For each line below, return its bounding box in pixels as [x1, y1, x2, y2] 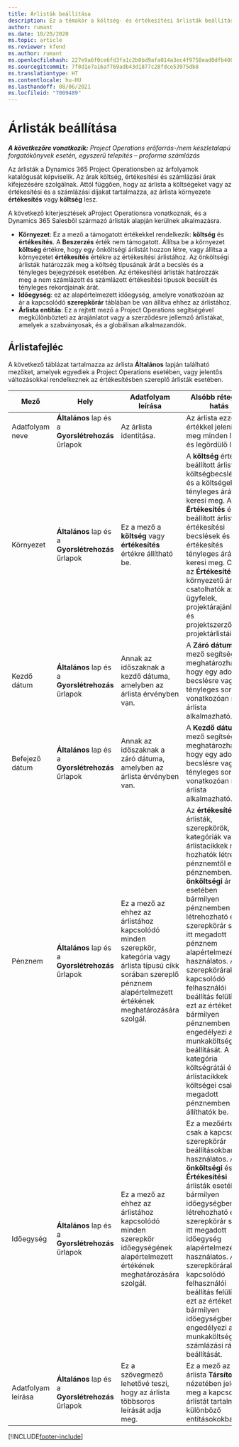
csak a [186, 1127, 209, 1137]
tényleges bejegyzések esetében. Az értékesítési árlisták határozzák [18, 268, 219, 277]
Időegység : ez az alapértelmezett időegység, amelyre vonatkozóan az [18, 290, 225, 299]
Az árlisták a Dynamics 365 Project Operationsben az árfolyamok [8, 165, 199, 174]
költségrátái [186, 1062, 226, 1072]
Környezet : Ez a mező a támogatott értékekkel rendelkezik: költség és [18, 230, 224, 239]
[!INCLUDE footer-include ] [8, 1432, 84, 1441]
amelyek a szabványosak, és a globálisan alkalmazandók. [18, 321, 187, 329]
